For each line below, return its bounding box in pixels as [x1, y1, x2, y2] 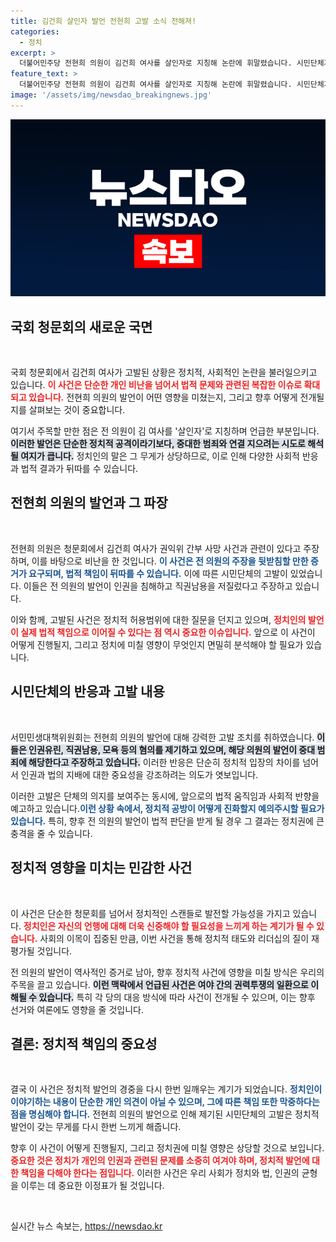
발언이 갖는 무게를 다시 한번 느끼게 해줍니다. [10, 1121, 182, 1133]
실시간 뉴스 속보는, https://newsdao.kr [10, 1220, 163, 1232]
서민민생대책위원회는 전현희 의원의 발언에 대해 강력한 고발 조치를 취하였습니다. [10, 731, 315, 743]
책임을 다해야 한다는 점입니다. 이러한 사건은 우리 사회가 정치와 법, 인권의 [20, 1167, 300, 1179]
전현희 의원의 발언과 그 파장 [10, 495, 168, 512]
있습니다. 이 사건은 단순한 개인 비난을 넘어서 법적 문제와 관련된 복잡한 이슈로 [10, 379, 303, 391]
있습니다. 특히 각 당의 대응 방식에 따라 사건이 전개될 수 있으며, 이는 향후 [38, 991, 316, 1003]
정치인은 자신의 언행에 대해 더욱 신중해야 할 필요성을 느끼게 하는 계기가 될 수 [23, 920, 315, 932]
